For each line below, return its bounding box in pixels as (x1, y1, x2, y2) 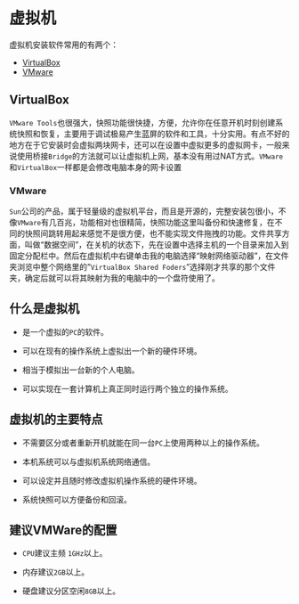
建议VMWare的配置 (9, 523, 117, 538)
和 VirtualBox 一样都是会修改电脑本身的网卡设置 (9, 161, 182, 172)
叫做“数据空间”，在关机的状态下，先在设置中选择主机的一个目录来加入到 (24, 240, 289, 250)
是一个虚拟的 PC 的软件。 (21, 326, 109, 337)
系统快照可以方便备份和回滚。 (21, 494, 132, 504)
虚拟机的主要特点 (9, 412, 103, 428)
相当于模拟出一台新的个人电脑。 (21, 364, 140, 375)
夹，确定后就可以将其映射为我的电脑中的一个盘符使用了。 (9, 273, 220, 283)
